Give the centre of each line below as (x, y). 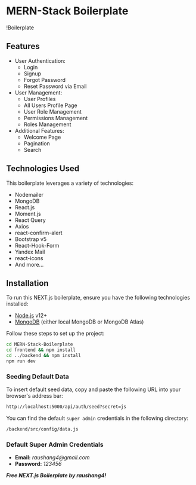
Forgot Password (45, 80)
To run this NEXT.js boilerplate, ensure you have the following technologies (98, 298)
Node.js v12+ (31, 316)
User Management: (38, 92)
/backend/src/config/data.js (42, 429)
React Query (30, 220)
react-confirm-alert (38, 233)
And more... (29, 264)
